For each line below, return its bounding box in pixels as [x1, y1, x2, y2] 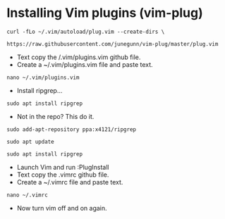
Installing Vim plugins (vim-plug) [6, 5, 204, 21]
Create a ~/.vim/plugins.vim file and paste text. [16, 60, 153, 68]
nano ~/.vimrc [6, 192, 49, 199]
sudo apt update [6, 138, 54, 145]
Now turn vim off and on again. [16, 204, 107, 212]
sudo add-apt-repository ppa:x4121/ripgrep [6, 125, 137, 133]
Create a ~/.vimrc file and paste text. [16, 177, 123, 186]
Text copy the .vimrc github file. [16, 170, 109, 179]
